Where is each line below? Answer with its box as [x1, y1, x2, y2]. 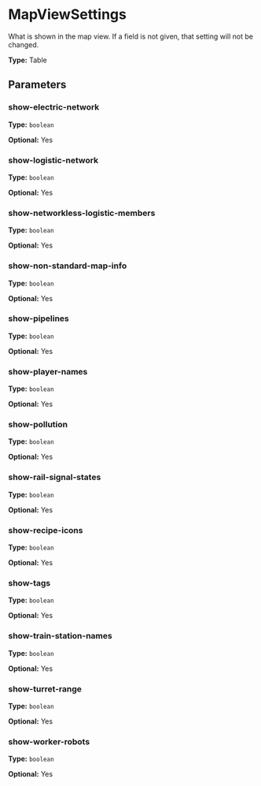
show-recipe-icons [8, 524, 83, 535]
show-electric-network [8, 102, 100, 113]
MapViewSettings [8, 6, 127, 24]
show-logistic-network [8, 155, 99, 166]
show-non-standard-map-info [8, 260, 127, 271]
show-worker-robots [8, 736, 90, 747]
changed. [8, 39, 39, 49]
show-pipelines [8, 313, 69, 324]
